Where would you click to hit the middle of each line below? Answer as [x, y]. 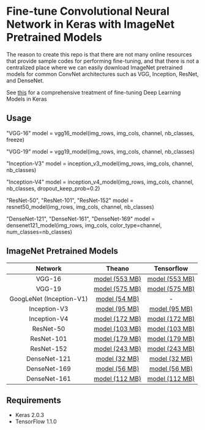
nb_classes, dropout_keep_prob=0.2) [53, 188]
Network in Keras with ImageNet [91, 24]
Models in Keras [27, 99]
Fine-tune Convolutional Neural [88, 11]
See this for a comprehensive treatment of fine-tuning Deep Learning [94, 92]
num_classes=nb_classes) [39, 232]
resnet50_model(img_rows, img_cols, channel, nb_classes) [80, 206]
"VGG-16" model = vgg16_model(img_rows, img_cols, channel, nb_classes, [100, 133]
